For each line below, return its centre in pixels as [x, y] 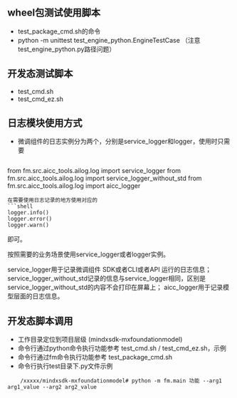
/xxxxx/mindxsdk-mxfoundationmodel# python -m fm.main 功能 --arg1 [121, 381]
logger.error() [30, 219]
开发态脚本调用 [40, 321]
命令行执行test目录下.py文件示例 [65, 366]
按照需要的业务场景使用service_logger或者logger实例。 [89, 254]
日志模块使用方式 [45, 123]
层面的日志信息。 [38, 296]
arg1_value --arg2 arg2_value [52, 387]
